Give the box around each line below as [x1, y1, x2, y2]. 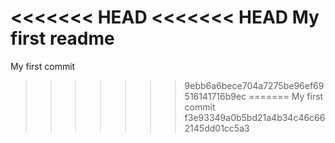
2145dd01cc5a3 [184, 122, 250, 134]
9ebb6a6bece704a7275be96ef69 [184, 79, 325, 91]
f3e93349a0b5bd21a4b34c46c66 [184, 111, 326, 123]
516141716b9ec [184, 90, 247, 102]
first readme [10, 27, 115, 50]
